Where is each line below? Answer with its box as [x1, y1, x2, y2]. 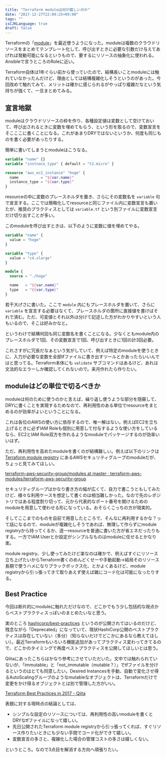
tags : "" [5, 16, 23, 21]
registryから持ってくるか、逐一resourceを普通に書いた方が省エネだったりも [5, 527, 160, 533]
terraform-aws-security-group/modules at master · [5, 470, 110, 476]
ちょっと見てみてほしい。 [5, 460, 57, 466]
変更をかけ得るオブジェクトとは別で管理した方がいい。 [5, 681, 118, 687]
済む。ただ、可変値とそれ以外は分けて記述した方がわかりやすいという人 [13, 314, 161, 320]
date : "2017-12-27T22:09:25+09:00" [5, 12, 79, 17]
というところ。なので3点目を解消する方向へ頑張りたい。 [5, 747, 121, 753]
